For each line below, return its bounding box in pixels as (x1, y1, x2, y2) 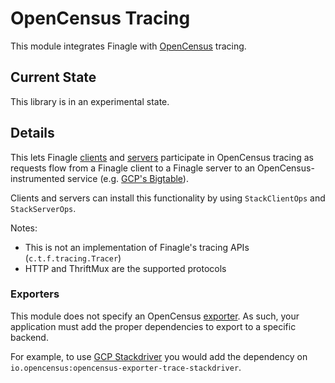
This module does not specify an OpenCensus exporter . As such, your (10, 310, 300, 322)
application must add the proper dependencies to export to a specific (10, 320, 297, 332)
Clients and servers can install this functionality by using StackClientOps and (10, 192, 326, 204)
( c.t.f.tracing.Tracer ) (24, 252, 122, 264)
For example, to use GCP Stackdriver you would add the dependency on (10, 350, 308, 362)
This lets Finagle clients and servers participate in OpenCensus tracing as (10, 151, 314, 163)
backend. (10, 331, 49, 343)
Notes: (10, 222, 38, 234)
